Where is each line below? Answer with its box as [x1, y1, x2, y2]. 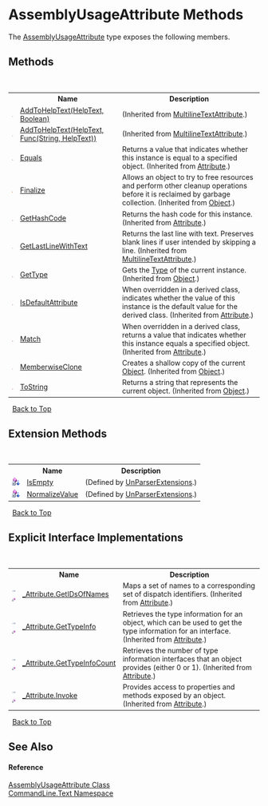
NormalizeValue [26, 490, 78, 499]
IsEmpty [26, 478, 54, 487]
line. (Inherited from [122, 245, 187, 255]
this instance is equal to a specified [122, 153, 238, 162]
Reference [8, 762, 44, 772]
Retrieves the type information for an [122, 609, 243, 618]
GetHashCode [19, 213, 66, 223]
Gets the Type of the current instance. [122, 265, 247, 275]
